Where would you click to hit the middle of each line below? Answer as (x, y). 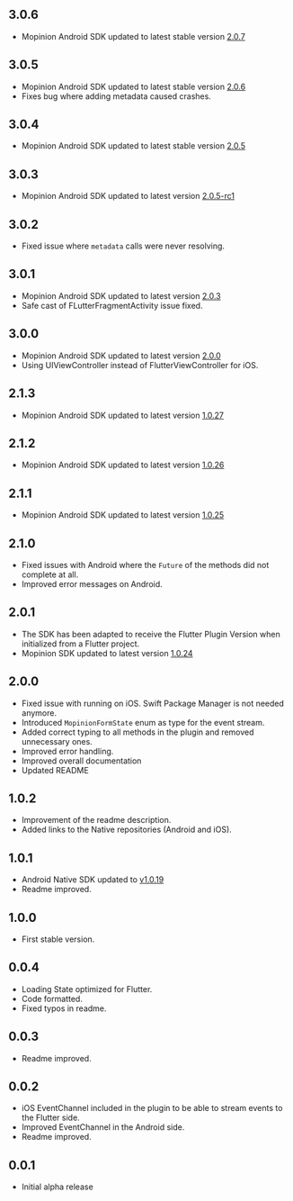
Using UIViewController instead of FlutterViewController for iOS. (140, 365)
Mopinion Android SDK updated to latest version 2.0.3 (121, 295)
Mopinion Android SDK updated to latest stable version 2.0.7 (133, 36)
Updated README (55, 770)
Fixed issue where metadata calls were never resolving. (123, 246)
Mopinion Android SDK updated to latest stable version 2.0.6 (133, 86)
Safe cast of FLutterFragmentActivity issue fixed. (112, 305)
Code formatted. (52, 998)
